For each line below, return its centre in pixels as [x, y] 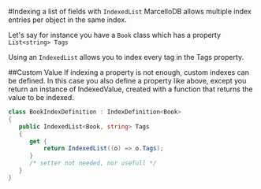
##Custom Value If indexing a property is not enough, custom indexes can [129, 72]
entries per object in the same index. [68, 20]
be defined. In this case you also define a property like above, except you [127, 81]
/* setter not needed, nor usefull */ [93, 163]
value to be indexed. [41, 97]
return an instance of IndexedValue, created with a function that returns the [130, 89]
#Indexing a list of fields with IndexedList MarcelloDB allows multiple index [130, 11]
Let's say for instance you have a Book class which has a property [115, 35]
